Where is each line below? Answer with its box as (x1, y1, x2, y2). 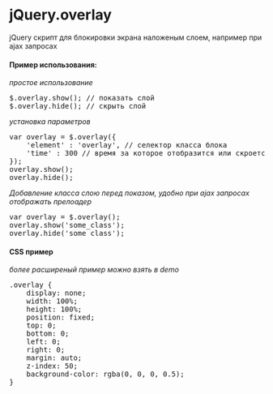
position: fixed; (26, 313, 96, 322)
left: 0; (26, 337, 62, 346)
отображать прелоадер (9, 197, 92, 207)
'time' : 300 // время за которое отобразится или (26, 148, 232, 158)
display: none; (26, 289, 87, 298)
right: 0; (26, 345, 66, 354)
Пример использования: (9, 59, 97, 70)
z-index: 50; (26, 362, 78, 370)
